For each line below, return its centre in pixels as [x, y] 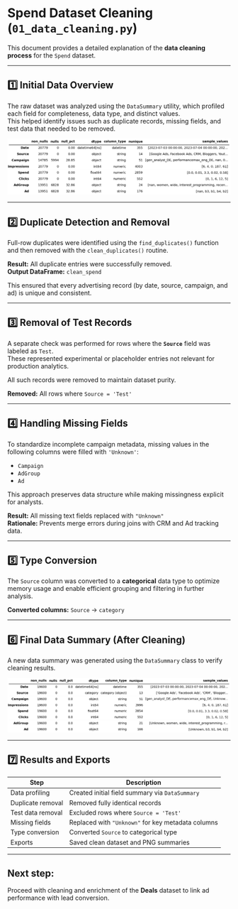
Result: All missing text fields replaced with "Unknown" [86, 516]
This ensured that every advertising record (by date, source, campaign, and [118, 285]
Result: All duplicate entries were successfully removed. [90, 264]
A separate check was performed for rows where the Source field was [109, 343]
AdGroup [29, 474]
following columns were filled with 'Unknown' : [73, 452]
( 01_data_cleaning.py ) [73, 28]
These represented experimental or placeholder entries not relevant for [111, 358]
